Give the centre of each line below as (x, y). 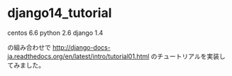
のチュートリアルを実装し (188, 56)
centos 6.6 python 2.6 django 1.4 (55, 33)
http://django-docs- (82, 47)
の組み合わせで (29, 47)
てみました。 (26, 65)
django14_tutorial (60, 13)
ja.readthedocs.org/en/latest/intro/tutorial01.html (78, 56)
